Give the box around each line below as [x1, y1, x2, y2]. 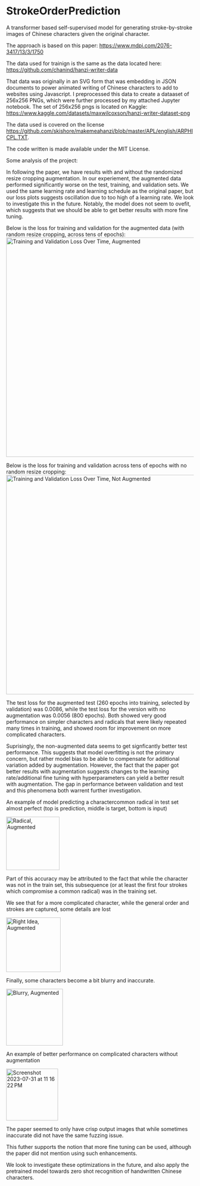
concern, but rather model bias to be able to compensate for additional [6, 755, 180, 762]
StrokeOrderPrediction [6, 4, 121, 18]
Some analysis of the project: [6, 156, 78, 164]
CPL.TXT [6, 133, 28, 141]
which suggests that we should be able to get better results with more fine [6, 206, 189, 213]
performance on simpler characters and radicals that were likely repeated [6, 718, 186, 725]
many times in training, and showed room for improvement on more [6, 724, 171, 732]
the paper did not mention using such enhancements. [6, 1150, 137, 1157]
